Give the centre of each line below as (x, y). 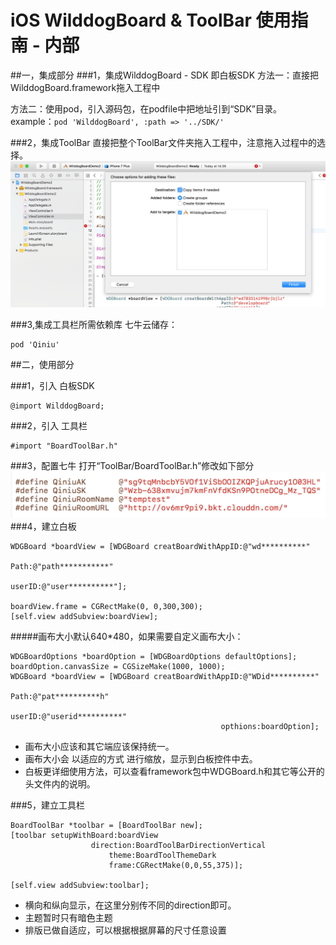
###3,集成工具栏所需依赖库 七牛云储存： (94, 324)
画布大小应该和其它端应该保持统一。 (99, 747)
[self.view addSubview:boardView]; (84, 617)
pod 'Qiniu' (35, 344)
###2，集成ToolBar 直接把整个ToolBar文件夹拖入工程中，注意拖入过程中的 (163, 142)
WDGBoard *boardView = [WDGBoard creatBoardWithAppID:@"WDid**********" (165, 677)
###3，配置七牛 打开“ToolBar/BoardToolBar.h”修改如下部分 (132, 465)
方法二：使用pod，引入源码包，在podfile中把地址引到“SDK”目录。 (146, 108)
